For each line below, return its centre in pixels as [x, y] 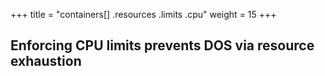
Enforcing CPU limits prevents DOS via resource [162, 45]
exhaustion [46, 61]
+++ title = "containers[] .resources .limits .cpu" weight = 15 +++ [143, 14]
